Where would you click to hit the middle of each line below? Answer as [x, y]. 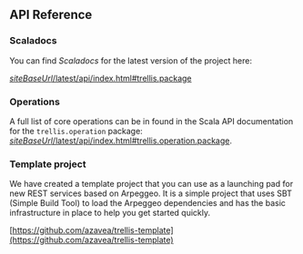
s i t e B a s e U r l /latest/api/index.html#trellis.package [101, 78]
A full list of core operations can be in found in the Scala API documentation [151, 121]
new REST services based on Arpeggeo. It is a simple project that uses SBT [151, 193]
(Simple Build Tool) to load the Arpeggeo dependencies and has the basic [148, 203]
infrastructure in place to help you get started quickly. [110, 213]
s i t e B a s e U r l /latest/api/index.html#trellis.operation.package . [121, 141]
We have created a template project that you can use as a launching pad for [151, 184]
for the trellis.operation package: [76, 131]
